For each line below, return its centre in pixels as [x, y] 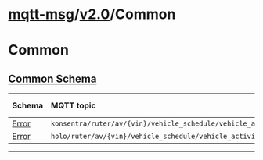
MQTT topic [73, 105]
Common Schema [52, 78]
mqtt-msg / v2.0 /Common [92, 14]
